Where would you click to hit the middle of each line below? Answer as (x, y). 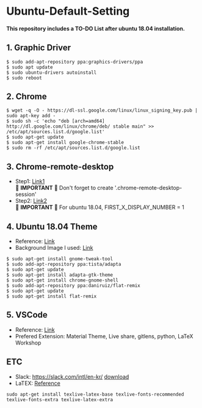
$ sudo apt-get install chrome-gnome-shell (63, 280)
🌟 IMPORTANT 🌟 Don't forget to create (64, 188)
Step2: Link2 (31, 201)
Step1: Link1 (30, 181)
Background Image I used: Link (54, 248)
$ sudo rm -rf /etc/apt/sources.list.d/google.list (73, 148)
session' (26, 194)
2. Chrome (27, 96)
